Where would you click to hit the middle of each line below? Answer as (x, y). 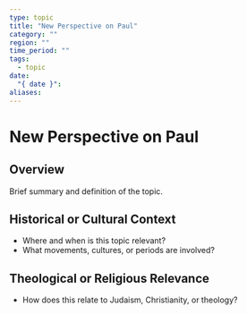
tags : (19, 59)
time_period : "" (39, 51)
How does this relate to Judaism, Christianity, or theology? (130, 300)
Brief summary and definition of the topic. (86, 191)
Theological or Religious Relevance (110, 278)
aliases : (26, 92)
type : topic (31, 17)
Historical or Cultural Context (93, 219)
